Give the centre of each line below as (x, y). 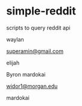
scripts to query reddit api (38, 28)
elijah (13, 63)
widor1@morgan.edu (32, 86)
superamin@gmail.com (35, 51)
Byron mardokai (26, 74)
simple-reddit (41, 11)
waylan (15, 39)
